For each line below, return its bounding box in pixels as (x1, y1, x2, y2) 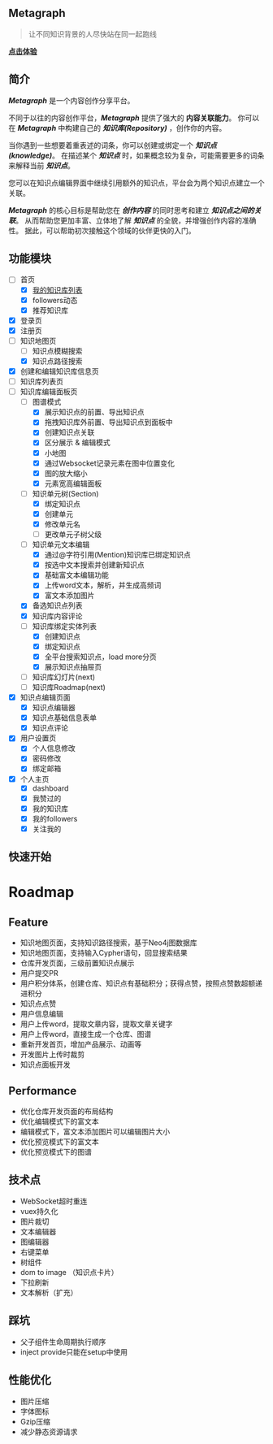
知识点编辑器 (32, 703, 76, 713)
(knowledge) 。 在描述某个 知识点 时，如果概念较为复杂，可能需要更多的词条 (8, 150, 265, 160)
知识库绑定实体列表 (32, 621, 97, 631)
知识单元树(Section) (32, 488, 99, 498)
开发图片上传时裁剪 (19, 1050, 85, 1060)
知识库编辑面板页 (19, 387, 78, 397)
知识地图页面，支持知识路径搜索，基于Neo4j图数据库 (19, 938, 197, 947)
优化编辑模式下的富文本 (19, 1117, 99, 1126)
